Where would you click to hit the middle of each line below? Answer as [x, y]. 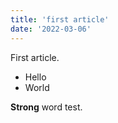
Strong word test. [46, 107]
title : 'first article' [60, 19]
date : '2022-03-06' [51, 29]
